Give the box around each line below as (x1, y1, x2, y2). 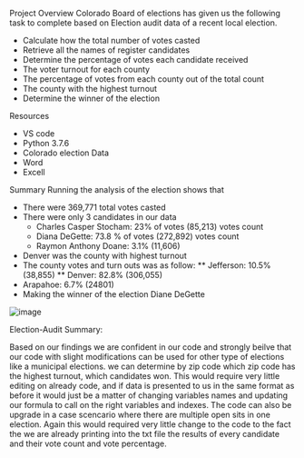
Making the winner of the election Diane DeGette (22, 289, 206, 299)
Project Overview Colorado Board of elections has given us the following (9, 8, 281, 18)
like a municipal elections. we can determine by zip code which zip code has (9, 361, 296, 372)
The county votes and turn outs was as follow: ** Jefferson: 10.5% (22, 260, 271, 271)
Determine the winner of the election (22, 93, 161, 104)
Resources (9, 111, 50, 121)
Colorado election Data (22, 147, 110, 158)
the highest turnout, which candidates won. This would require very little (9, 371, 280, 381)
